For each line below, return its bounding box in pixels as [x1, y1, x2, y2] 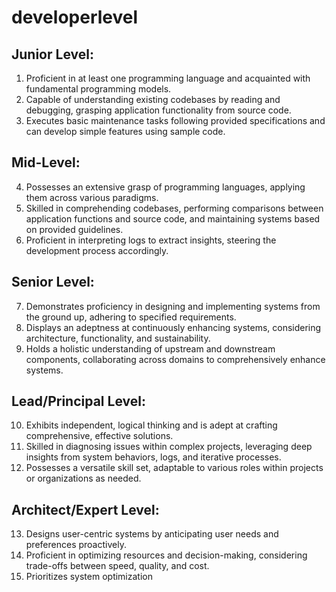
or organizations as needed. [25, 472, 142, 485]
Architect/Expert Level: [11, 501, 160, 518]
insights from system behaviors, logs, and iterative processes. [25, 451, 282, 463]
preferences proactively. [25, 539, 127, 551]
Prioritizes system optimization [25, 571, 153, 583]
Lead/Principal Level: [11, 393, 146, 410]
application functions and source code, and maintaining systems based [25, 212, 321, 225]
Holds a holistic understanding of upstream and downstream [25, 342, 276, 355]
